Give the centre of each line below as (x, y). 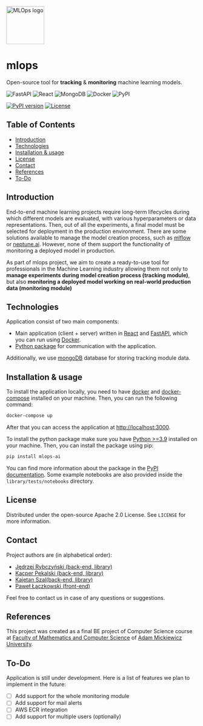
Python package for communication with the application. (85, 346)
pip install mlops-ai (34, 457)
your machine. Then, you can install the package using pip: (80, 446)
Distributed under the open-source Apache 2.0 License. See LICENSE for (96, 514)
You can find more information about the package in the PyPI (82, 468)
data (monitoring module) (39, 288)
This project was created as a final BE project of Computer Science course (99, 631)
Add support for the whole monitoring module (72, 696)
